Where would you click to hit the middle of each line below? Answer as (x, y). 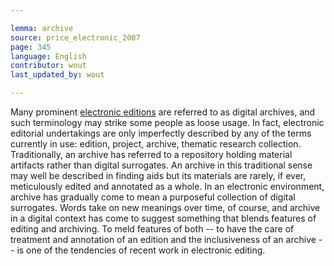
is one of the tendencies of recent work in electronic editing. (141, 250)
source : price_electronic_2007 (75, 37)
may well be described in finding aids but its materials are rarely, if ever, (158, 175)
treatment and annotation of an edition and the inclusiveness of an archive (163, 239)
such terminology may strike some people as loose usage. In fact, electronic (167, 122)
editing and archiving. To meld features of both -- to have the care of (152, 229)
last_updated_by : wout (57, 75)
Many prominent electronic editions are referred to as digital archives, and (163, 112)
